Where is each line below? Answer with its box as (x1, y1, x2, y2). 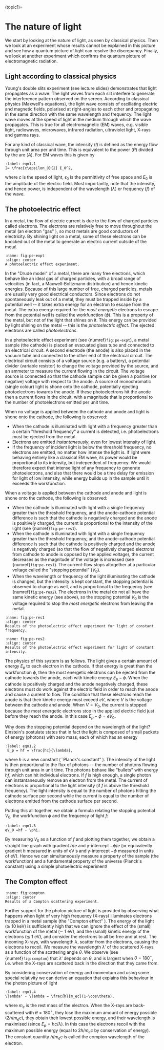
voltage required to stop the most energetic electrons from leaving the (12, 600, 154, 606)
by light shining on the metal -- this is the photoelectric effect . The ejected (5, 322, 155, 328)
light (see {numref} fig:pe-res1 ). (12, 525, 77, 532)
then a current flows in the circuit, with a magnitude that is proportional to (5, 394, 153, 400)
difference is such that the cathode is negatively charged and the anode (12, 515, 157, 521)
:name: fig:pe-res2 (5, 636, 45, 642)
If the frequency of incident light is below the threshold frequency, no (12, 444, 152, 450)
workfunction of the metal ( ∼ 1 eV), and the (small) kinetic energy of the (5, 928, 150, 934)
